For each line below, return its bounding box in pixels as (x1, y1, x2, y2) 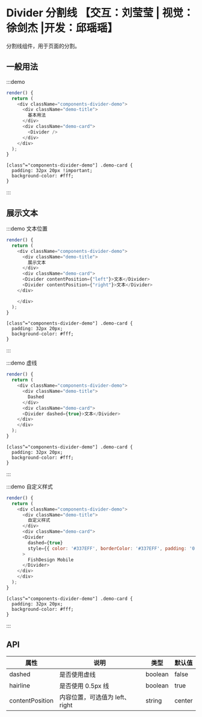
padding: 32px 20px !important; (11, 168, 93, 174)
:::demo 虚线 (6, 359, 37, 366)
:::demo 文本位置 (6, 225, 48, 232)
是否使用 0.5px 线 (59, 681, 109, 690)
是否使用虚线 (59, 670, 96, 678)
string (145, 696, 162, 704)
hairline (9, 681, 31, 689)
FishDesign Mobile (28, 556, 74, 562)
